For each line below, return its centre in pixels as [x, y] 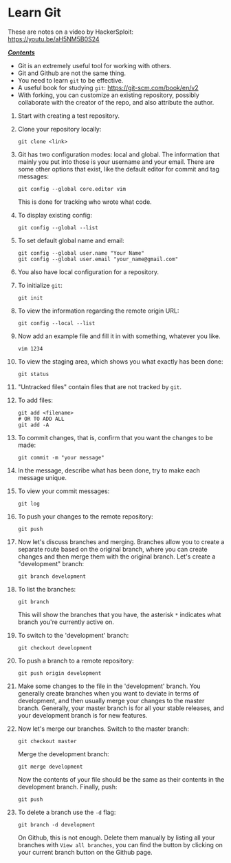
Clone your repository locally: [59, 129]
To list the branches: [47, 589]
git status [33, 374]
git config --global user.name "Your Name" [81, 253]
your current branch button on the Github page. [85, 852]
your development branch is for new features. [82, 715]
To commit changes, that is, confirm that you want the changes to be [115, 437]
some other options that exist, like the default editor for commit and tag [118, 169]
